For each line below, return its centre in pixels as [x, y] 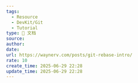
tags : [13, 11]
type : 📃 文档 [21, 33]
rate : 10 [17, 60]
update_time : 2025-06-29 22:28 [44, 71]
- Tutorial [25, 28]
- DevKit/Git [27, 22]
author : [16, 44]
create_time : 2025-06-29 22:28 [44, 66]
